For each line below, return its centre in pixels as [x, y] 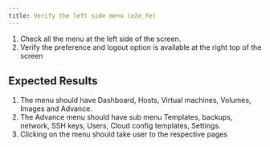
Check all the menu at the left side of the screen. [100, 39]
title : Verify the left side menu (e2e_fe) [82, 16]
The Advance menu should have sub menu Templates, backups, [126, 117]
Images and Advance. [56, 108]
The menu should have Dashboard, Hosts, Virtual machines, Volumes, [135, 100]
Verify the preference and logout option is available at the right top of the [141, 47]
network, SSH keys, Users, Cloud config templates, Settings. [120, 126]
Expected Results [53, 81]
